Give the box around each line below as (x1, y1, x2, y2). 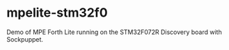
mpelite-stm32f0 (6, 5, 109, 21)
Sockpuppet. (6, 35, 43, 43)
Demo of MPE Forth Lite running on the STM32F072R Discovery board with (6, 28, 222, 36)
